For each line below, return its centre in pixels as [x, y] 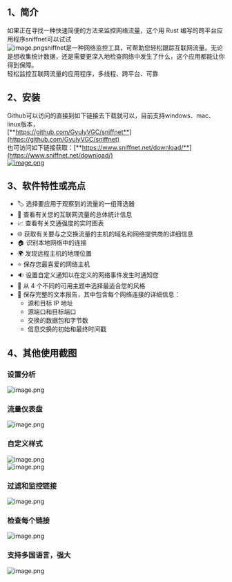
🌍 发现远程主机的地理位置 [54, 254]
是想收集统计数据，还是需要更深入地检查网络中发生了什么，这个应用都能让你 [116, 56]
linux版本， [23, 124]
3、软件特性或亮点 [47, 186]
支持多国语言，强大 [39, 555]
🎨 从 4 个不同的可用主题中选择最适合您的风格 [81, 286]
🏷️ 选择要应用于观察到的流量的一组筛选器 [76, 204]
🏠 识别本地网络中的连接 [52, 243]
